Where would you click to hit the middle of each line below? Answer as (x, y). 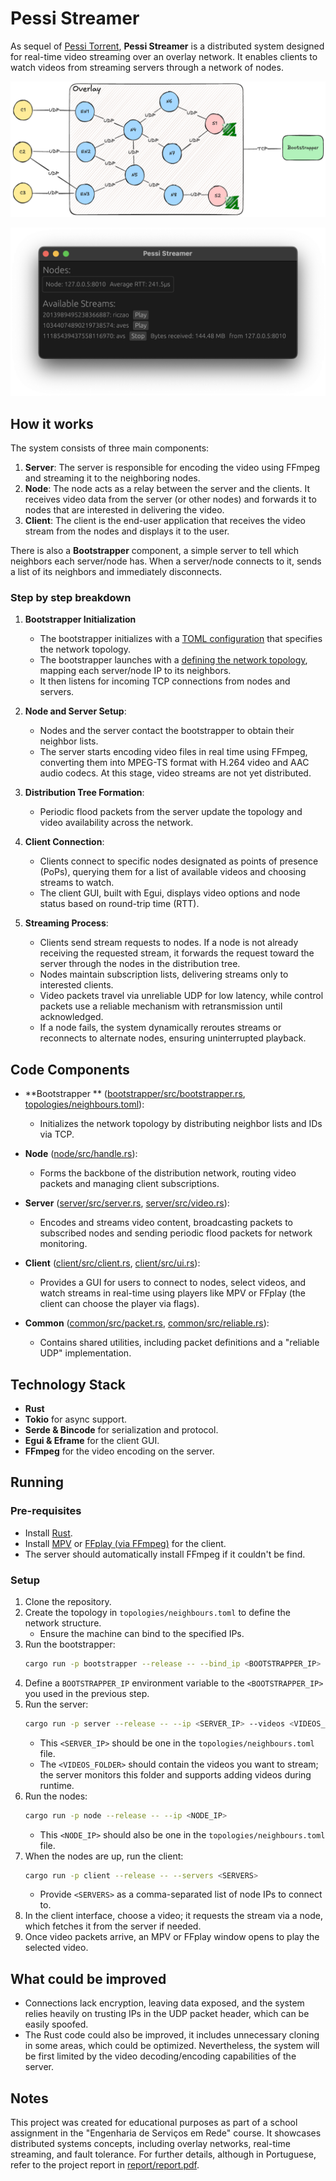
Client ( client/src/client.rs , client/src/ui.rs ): (112, 1263)
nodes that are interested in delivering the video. (124, 510)
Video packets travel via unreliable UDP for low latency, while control (181, 996)
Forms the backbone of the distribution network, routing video (168, 1173)
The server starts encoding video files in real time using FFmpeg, (173, 752)
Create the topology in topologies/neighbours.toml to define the (157, 1612)
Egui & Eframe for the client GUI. (92, 1440)
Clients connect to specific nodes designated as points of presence (179, 861)
